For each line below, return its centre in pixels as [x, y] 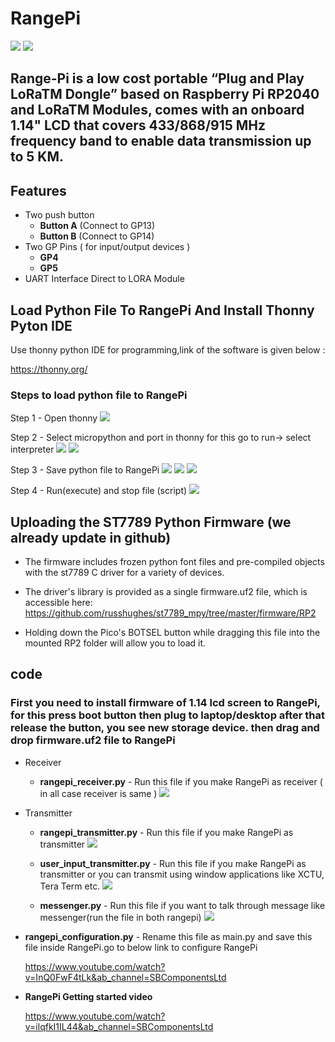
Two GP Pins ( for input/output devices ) [107, 247]
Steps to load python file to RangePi [99, 395]
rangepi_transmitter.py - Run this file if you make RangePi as [166, 832]
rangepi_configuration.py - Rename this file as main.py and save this [168, 936]
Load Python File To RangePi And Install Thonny [162, 310]
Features [38, 190]
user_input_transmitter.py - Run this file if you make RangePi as [173, 863]
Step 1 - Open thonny [54, 418]
